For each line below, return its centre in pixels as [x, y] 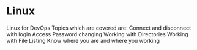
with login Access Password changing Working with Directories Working [97, 34]
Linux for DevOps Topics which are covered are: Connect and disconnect [99, 28]
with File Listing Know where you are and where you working [83, 40]
